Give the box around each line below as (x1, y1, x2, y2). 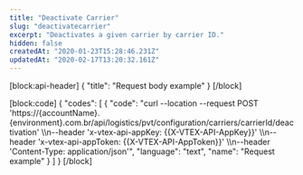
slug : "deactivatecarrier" (9, 22, 111, 31)
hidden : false (9, 38, 63, 48)
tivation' (9, 127, 40, 137)
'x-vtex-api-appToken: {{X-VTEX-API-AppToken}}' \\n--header (37, 137, 270, 147)
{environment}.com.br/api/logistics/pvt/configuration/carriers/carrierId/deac (9, 117, 294, 128)
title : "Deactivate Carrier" (9, 13, 119, 23)
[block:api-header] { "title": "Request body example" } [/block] (9, 81, 242, 91)
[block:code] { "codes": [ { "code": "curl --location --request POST (9, 98, 260, 109)
